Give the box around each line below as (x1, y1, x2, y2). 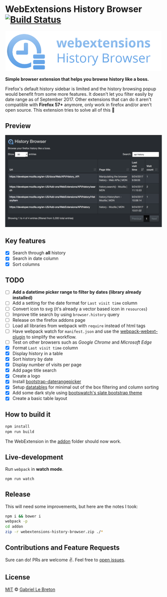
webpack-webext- (120, 328, 158, 334)
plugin (12, 334, 26, 340)
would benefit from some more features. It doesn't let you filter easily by (5, 91, 153, 97)
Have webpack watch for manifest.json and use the (12, 328, 119, 334)
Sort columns (12, 261, 40, 267)
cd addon (5, 524, 23, 529)
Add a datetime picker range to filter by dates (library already (12, 289, 142, 295)
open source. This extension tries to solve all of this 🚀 (5, 107, 115, 113)
